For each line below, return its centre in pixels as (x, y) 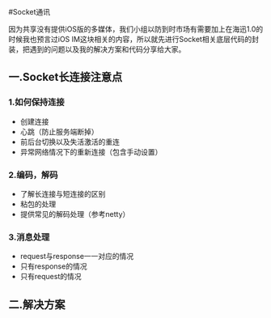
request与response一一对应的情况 (77, 257)
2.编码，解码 (33, 175)
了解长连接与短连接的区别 (63, 193)
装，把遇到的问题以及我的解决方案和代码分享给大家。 (97, 49)
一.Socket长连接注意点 (66, 77)
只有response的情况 (53, 266)
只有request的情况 (51, 277)
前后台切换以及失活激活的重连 (70, 142)
